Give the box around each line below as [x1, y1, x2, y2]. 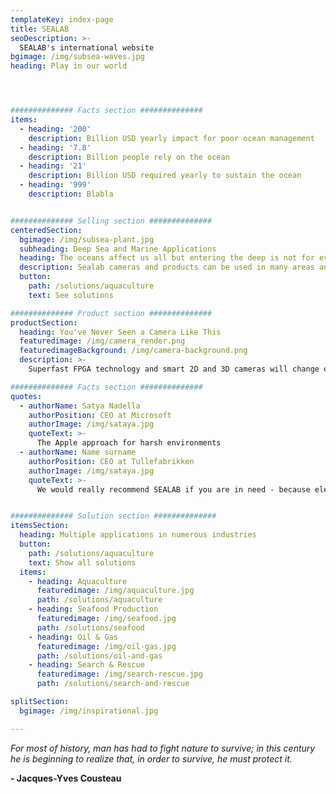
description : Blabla [28, 189, 114, 199]
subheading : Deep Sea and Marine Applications [19, 244, 217, 254]
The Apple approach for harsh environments [36, 438, 222, 448]
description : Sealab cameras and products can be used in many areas [19, 262, 315, 273]
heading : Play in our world [10, 61, 128, 71]
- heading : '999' [19, 180, 92, 190]
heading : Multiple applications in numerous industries [19, 530, 257, 540]
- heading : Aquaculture [28, 576, 128, 586]
